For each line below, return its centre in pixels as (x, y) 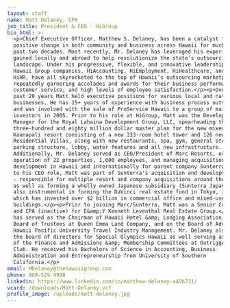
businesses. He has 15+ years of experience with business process (112, 103)
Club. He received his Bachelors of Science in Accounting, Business (114, 250)
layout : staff (27, 13)
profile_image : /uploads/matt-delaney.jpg (68, 294)
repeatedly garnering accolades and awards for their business (105, 84)
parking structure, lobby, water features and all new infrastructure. (118, 147)
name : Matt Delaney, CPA (42, 20)
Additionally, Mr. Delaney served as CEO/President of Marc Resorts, (114, 154)
